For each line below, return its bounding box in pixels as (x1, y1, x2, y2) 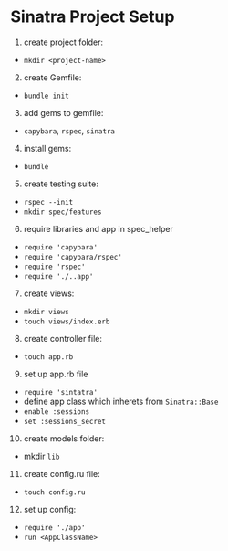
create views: (23, 288, 75, 299)
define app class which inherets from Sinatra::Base (23, 396, 219, 407)
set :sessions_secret (23, 417, 106, 426)
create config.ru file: (23, 468, 101, 479)
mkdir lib (23, 450, 60, 461)
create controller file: (23, 333, 103, 344)
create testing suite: (23, 178, 98, 189)
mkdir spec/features (23, 207, 102, 217)
